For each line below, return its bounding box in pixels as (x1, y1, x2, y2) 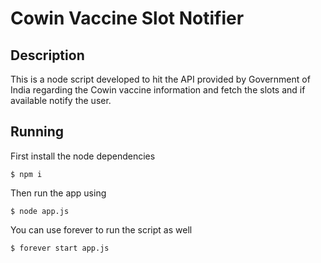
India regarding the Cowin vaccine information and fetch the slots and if (10, 84, 306, 96)
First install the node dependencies (10, 150, 156, 162)
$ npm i (10, 169, 43, 179)
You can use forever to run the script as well (10, 223, 193, 236)
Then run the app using (10, 187, 107, 199)
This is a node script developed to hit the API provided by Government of (10, 73, 311, 85)
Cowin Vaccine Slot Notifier (10, 7, 245, 30)
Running (10, 123, 65, 141)
